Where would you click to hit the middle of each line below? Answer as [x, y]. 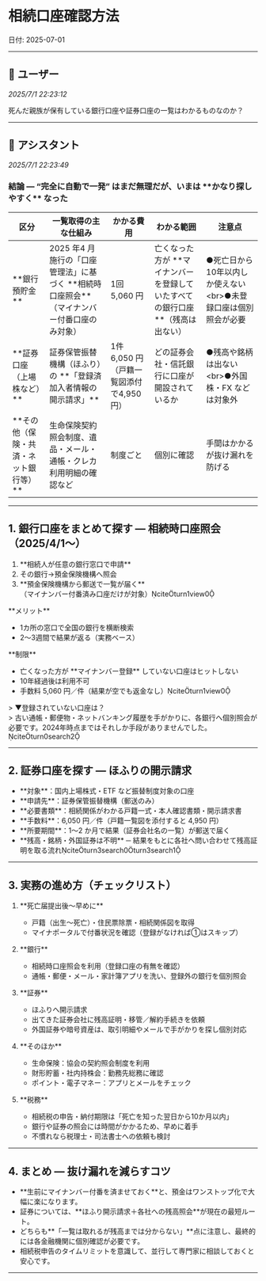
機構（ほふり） [75, 363]
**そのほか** [40, 1047]
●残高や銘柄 [229, 352]
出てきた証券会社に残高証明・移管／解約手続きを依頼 [118, 1020]
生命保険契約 [73, 425]
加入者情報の [73, 387]
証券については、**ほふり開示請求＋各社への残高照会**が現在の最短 [131, 1211]
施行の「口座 [73, 260]
